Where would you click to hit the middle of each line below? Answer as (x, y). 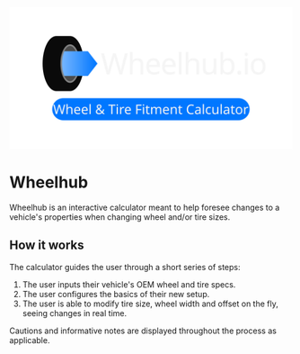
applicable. (30, 340)
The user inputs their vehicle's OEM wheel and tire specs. (129, 284)
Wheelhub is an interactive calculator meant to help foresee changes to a (145, 207)
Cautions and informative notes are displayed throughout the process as (143, 331)
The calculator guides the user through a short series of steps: (125, 267)
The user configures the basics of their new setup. (116, 294)
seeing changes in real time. (75, 313)
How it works (47, 245)
